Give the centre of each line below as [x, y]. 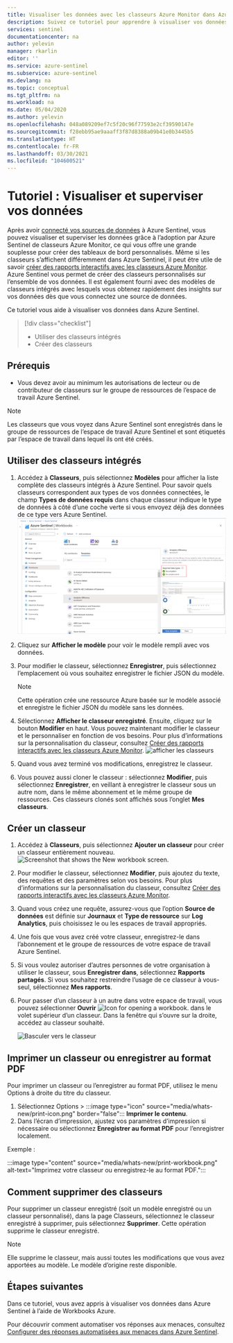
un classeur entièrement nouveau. [66, 853]
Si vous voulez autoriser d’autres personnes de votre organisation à [113, 965]
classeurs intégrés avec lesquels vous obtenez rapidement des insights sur [114, 289]
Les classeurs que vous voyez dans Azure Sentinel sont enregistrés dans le [115, 424]
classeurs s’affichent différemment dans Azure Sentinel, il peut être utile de [114, 259]
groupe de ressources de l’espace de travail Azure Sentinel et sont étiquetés [116, 431]
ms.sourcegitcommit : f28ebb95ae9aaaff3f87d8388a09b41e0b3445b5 [101, 132]
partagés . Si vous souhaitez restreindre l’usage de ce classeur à [109, 980]
